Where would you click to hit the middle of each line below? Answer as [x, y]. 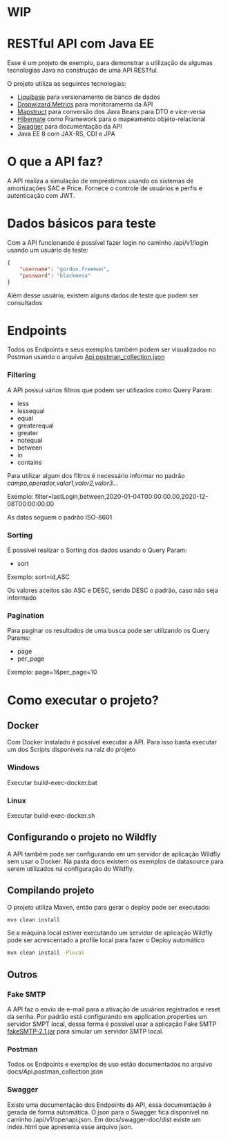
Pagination [26, 615]
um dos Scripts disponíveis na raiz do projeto [71, 750]
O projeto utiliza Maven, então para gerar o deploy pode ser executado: [109, 907]
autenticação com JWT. [41, 196]
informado [22, 598]
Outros [22, 974]
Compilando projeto [51, 891]
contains [30, 462]
